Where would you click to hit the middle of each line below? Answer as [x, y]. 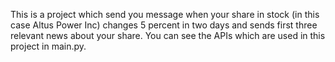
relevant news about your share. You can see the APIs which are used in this [168, 35]
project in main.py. [48, 46]
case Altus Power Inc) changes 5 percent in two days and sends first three [164, 25]
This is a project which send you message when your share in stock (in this [165, 14]
